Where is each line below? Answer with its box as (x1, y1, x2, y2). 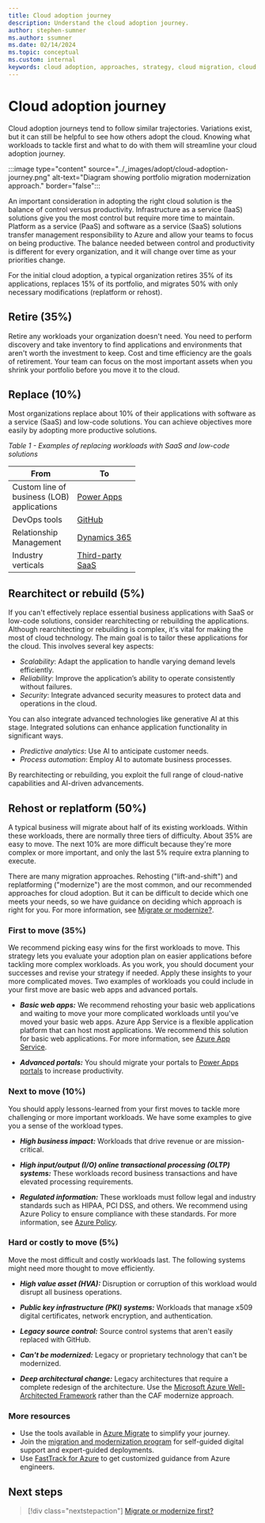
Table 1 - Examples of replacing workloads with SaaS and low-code (8, 441, 230, 451)
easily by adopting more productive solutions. (8, 425, 157, 436)
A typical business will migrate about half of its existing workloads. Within (8, 822, 248, 832)
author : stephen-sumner (8, 26, 87, 34)
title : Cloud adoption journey (8, 11, 112, 20)
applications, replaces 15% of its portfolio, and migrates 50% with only (8, 279, 239, 288)
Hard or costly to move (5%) (8, 1237, 119, 1248)
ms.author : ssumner (8, 33, 73, 42)
